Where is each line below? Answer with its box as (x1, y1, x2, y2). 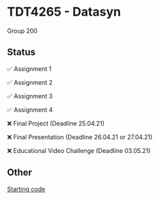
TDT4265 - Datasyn (7, 4, 121, 20)
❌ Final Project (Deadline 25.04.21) (7, 119, 105, 127)
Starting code (7, 185, 46, 193)
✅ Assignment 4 (7, 105, 53, 113)
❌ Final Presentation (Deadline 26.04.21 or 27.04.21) (7, 132, 153, 141)
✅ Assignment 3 (7, 91, 53, 100)
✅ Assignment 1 (7, 64, 52, 72)
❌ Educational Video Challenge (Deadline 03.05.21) (7, 146, 151, 154)
